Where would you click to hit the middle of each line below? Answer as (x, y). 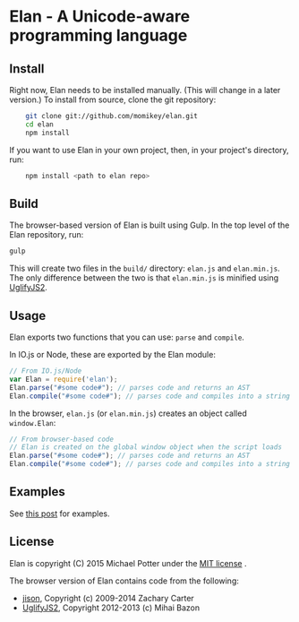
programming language (98, 35)
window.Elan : (33, 422)
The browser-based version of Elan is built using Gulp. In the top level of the (149, 225)
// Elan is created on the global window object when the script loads (145, 447)
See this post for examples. (60, 514)
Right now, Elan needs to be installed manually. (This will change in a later (145, 90)
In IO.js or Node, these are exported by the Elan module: (113, 354)
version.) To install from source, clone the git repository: (113, 99)
